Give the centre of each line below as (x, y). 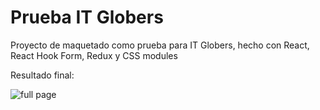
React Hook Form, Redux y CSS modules (94, 55)
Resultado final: (42, 75)
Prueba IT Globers (87, 17)
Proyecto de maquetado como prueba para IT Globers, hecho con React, (160, 45)
